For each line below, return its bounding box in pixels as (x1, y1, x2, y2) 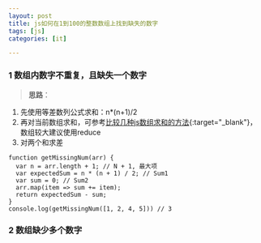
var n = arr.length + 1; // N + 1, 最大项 (15, 162, 158, 170)
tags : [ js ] (8, 27, 45, 35)
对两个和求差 (19, 137, 63, 147)
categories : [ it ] (8, 34, 67, 43)
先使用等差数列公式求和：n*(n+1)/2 (19, 107, 138, 117)
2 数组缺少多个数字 (8, 224, 83, 236)
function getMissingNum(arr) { (8, 153, 114, 162)
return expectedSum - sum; (15, 190, 107, 198)
